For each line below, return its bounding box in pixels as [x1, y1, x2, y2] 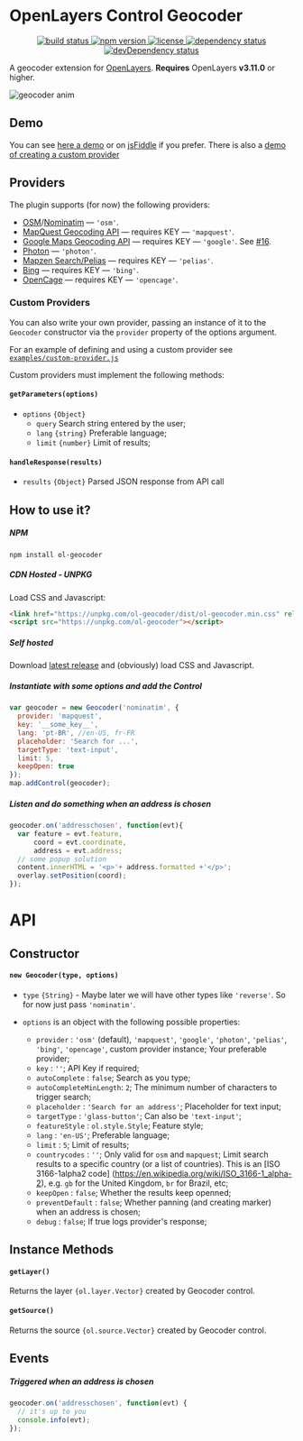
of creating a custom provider [9, 149, 120, 160]
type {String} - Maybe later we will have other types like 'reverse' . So [22, 989, 286, 1000]
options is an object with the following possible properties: [22, 1016, 241, 1027]
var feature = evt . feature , [17, 829, 124, 839]
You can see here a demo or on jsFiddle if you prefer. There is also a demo [9, 139, 287, 150]
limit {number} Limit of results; [35, 437, 151, 448]
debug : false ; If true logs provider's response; [35, 1216, 207, 1226]
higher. [9, 71, 36, 82]
